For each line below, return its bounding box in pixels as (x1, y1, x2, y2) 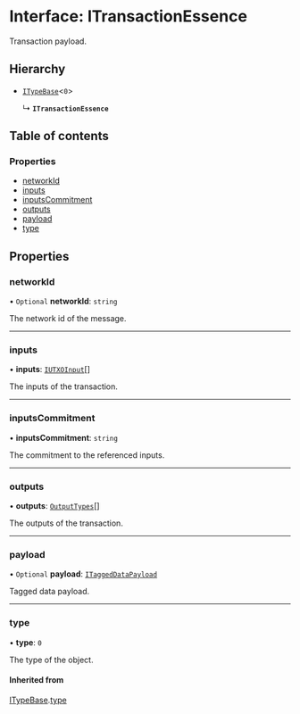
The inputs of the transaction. (9, 381, 119, 392)
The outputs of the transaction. (9, 518, 123, 528)
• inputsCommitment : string (9, 432, 119, 443)
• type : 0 (9, 636, 42, 648)
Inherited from (9, 675, 64, 685)
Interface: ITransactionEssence (9, 6, 248, 27)
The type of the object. (9, 654, 94, 665)
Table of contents (9, 129, 109, 144)
